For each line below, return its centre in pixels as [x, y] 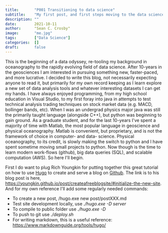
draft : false [25, 47]
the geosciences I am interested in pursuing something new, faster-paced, [82, 72]
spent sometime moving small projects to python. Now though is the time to [83, 147]
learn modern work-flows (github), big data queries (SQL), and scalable [79, 152]
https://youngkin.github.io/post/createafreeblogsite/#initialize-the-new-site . [83, 183]
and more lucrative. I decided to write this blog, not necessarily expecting [81, 77]
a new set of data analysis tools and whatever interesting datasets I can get [83, 88]
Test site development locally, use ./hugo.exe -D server [69, 203]
